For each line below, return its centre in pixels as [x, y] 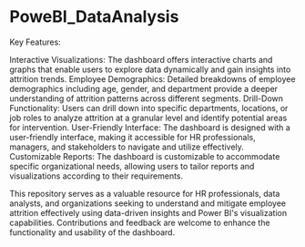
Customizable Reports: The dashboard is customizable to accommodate [145, 156]
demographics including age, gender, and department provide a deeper [144, 88]
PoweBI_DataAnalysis [94, 17]
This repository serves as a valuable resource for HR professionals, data [145, 193]
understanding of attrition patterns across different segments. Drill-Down [147, 98]
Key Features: [35, 42]
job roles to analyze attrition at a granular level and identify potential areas [148, 118]
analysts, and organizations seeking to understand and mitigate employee [148, 203]
